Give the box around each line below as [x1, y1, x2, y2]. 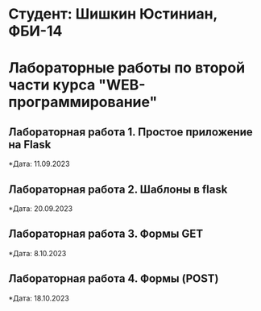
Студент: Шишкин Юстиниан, [8, 5, 217, 23]
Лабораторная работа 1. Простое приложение [8, 125, 254, 139]
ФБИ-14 [8, 22, 63, 40]
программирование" [8, 93, 158, 111]
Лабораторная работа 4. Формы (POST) [8, 272, 219, 286]
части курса [8, 76, 96, 94]
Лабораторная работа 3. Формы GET [8, 227, 204, 241]
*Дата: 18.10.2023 [8, 293, 70, 303]
